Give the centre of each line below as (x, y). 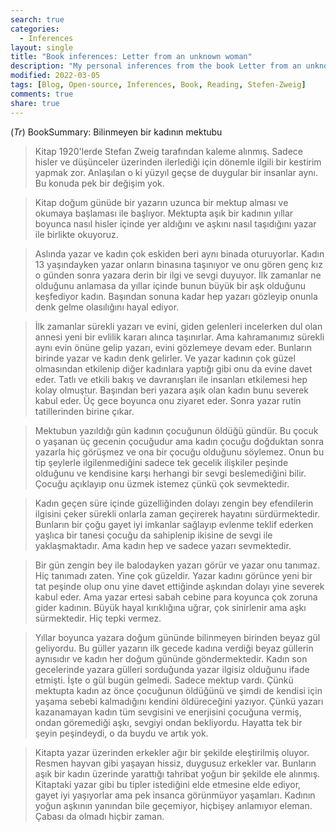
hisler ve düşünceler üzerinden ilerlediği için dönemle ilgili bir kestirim (178, 162)
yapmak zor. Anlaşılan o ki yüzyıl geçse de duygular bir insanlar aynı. (176, 172)
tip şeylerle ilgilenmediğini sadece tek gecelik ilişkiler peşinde (161, 462)
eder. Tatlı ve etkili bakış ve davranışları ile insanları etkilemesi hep (171, 379)
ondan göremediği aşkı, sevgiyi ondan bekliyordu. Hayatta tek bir (168, 722)
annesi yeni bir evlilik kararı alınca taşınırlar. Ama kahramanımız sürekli (179, 337)
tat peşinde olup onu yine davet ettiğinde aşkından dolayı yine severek (179, 586)
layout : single (42, 47)
